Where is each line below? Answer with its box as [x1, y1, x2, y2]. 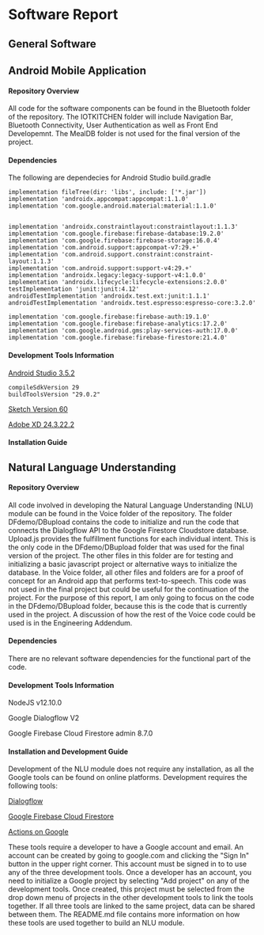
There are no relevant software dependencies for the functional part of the [8, 653, 251, 663]
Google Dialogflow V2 [8, 713, 80, 723]
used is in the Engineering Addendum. [8, 618, 133, 627]
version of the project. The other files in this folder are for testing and [8, 550, 233, 560]
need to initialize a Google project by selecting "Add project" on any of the [8, 876, 250, 886]
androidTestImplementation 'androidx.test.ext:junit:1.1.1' [8, 292, 211, 300]
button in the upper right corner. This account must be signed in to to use [8, 859, 247, 868]
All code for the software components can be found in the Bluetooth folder [8, 104, 251, 113]
